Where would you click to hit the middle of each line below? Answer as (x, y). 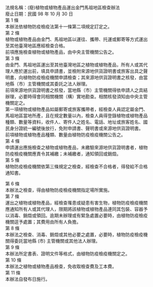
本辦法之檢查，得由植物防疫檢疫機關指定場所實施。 (59, 190)
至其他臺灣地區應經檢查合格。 (36, 46)
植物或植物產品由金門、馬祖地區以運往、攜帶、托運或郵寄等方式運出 (76, 39)
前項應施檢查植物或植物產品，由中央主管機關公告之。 (61, 52)
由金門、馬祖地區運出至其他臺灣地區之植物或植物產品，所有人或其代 (76, 65)
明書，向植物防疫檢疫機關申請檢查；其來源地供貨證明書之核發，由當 (76, 77)
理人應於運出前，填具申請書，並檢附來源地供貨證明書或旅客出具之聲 (76, 71)
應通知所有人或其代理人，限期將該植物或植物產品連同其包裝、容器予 (76, 209)
